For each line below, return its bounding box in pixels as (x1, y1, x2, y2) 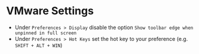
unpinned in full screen (14, 30, 77, 36)
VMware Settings (6, 4, 94, 18)
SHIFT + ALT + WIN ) (14, 42, 63, 49)
